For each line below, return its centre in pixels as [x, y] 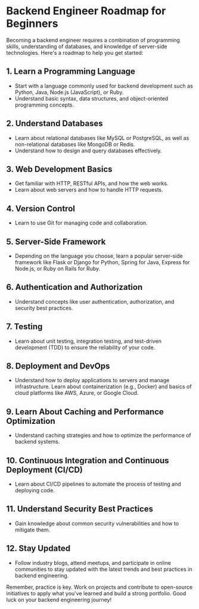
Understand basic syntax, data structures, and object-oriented [91, 98]
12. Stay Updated [38, 549]
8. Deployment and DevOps [58, 366]
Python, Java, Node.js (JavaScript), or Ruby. [69, 92]
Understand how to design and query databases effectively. [88, 151]
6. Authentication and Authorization [74, 287]
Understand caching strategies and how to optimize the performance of [103, 435]
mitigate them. [32, 530]
